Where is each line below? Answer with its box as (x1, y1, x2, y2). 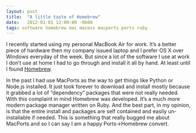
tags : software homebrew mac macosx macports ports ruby (6, 24, 148, 31)
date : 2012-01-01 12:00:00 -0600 (6, 19, 93, 25)
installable (6, 114, 31, 121)
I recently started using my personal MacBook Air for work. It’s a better (6, 41, 177, 48)
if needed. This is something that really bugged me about (32, 114, 170, 121)
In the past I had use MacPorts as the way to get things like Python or (6, 77, 174, 84)
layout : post (6, 8, 38, 15)
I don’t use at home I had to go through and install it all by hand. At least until (6, 60, 191, 66)
